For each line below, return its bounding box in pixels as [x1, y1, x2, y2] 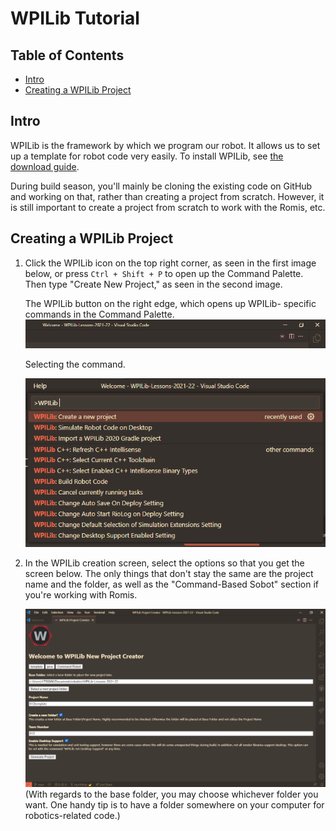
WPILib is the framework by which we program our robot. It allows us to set [10, 139, 321, 151]
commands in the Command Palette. [24, 308, 175, 320]
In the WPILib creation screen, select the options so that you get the [24, 557, 305, 569]
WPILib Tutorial [10, 7, 140, 30]
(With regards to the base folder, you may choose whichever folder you [24, 788, 319, 801]
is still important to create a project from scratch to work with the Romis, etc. [10, 201, 326, 213]
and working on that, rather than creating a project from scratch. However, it [10, 190, 325, 202]
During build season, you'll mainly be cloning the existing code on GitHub [10, 180, 313, 192]
